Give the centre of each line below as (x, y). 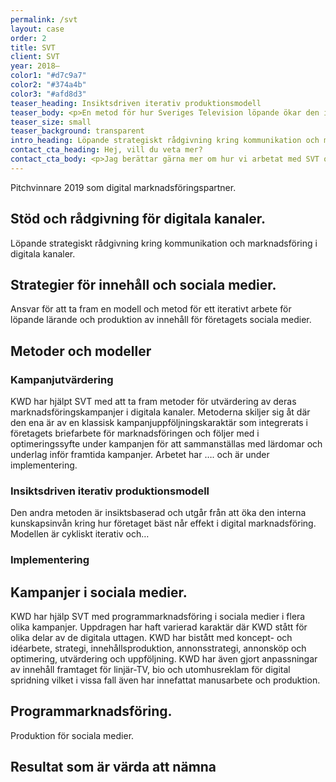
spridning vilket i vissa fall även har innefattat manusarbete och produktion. (165, 680)
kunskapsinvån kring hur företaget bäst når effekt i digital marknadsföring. (163, 523)
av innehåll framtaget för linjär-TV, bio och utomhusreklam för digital (150, 670)
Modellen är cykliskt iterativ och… (80, 534)
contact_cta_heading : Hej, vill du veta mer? (106, 150)
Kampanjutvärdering (62, 379)
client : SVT (35, 57)
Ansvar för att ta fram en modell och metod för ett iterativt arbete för (151, 309)
